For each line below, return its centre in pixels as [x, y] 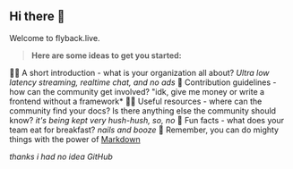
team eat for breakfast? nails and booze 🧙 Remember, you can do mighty [144, 130]
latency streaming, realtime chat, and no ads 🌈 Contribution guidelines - [143, 82]
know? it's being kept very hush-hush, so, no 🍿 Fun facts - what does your [147, 120]
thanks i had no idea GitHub [61, 156]
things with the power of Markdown [75, 139]
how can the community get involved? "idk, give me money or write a [137, 91]
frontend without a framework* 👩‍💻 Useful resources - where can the [136, 101]
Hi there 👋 [37, 17]
